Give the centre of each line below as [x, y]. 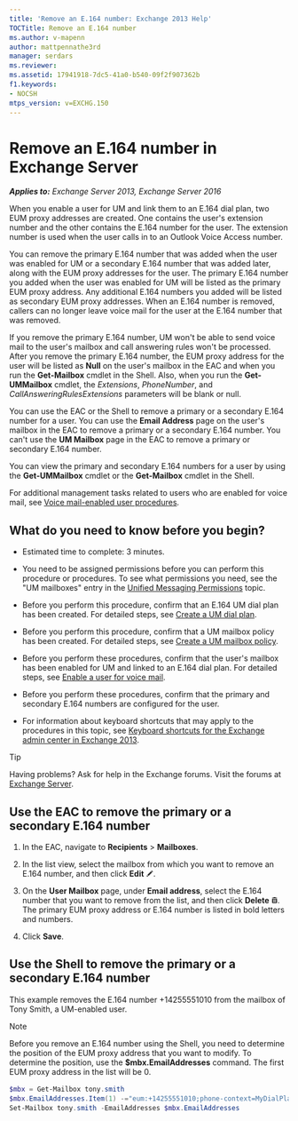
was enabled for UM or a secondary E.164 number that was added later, [140, 264]
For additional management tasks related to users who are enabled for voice [149, 493]
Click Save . [43, 936]
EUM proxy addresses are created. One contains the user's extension [136, 219]
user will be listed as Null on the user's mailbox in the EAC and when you [142, 366]
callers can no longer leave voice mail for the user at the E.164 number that [146, 311]
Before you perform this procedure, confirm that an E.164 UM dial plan [150, 605]
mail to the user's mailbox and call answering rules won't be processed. [140, 347]
